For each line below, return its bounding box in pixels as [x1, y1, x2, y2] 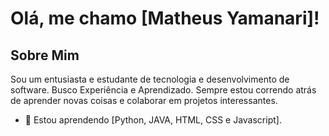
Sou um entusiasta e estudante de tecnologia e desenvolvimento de [10, 73, 290, 85]
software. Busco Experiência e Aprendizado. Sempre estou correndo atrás [10, 84, 317, 96]
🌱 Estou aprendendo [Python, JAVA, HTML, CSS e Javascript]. [24, 114, 282, 126]
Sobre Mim [10, 47, 80, 64]
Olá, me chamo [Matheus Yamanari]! [10, 7, 320, 30]
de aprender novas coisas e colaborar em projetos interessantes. [10, 95, 278, 106]
